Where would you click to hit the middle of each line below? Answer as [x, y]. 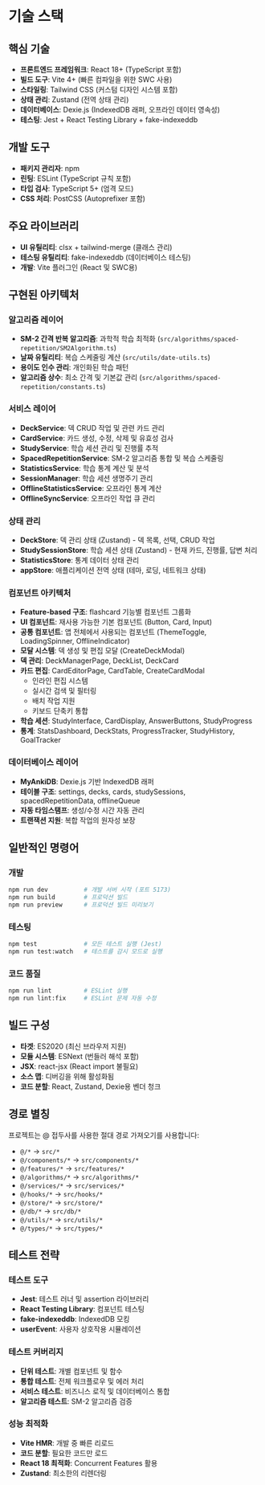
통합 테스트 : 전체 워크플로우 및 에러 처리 [82, 1381]
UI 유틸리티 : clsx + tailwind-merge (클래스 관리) [96, 247]
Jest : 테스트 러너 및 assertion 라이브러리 [84, 1299]
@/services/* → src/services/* [72, 1185]
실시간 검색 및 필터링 [64, 691]
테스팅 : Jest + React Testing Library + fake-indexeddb [109, 120]
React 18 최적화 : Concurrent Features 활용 [89, 1462]
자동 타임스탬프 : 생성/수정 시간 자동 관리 [82, 810]
